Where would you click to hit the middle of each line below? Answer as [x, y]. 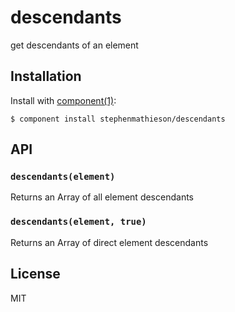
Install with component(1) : [63, 100]
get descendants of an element [74, 45]
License [35, 274]
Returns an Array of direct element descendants [109, 242]
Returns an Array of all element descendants [102, 197]
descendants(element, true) [78, 222]
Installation [46, 76]
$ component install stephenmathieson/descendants [118, 119]
